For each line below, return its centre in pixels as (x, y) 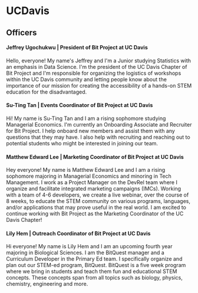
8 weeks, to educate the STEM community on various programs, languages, (98, 201)
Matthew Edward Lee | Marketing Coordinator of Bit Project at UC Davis (95, 157)
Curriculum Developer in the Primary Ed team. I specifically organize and (94, 259)
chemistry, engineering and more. (47, 284)
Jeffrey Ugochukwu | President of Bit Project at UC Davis (77, 48)
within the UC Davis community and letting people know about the (86, 79)
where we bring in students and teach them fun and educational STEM (92, 271)
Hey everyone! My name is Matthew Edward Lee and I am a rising (86, 170)
